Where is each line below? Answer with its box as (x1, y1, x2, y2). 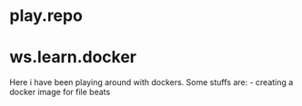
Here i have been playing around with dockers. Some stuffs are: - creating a (9, 77, 294, 88)
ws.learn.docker (9, 47, 137, 68)
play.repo (9, 5, 84, 26)
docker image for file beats (9, 87, 111, 98)
